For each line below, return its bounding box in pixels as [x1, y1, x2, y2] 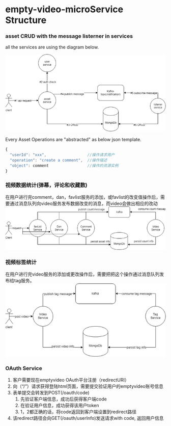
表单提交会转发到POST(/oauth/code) [12, 389, 90, 395]
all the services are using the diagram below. [5, 44, 99, 50]
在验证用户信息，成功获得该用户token [20, 402, 99, 408]
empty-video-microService [5, 4, 124, 15]
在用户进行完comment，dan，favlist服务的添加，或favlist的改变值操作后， [5, 194, 161, 200]
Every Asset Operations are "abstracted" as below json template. [5, 137, 141, 143]
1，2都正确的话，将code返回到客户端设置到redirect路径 [20, 409, 136, 415]
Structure [5, 14, 47, 26]
